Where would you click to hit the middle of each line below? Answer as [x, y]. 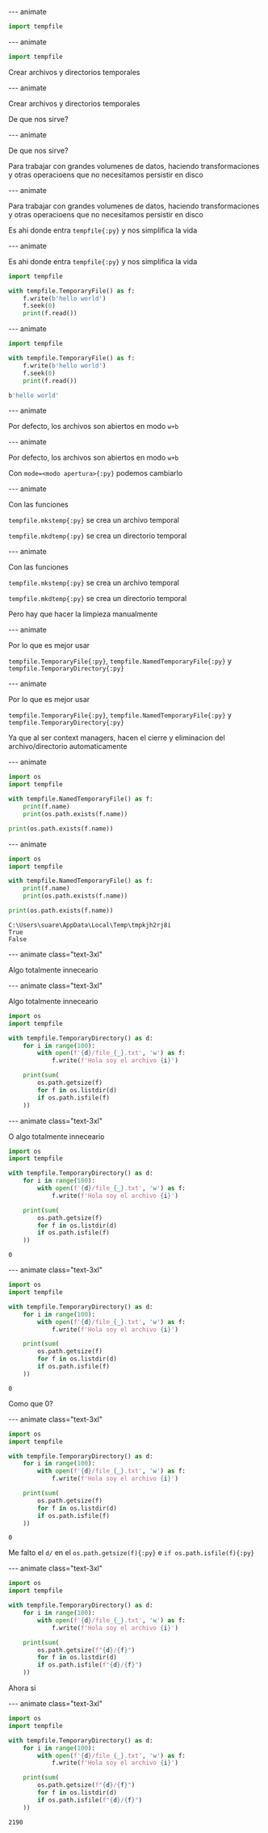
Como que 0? [31, 1403]
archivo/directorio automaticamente [68, 746]
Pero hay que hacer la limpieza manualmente [83, 614]
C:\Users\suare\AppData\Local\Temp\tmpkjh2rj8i [90, 925]
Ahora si [22, 1688]
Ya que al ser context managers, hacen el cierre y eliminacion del [117, 738]
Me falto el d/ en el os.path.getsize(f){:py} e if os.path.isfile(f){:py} [132, 1553]
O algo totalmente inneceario [57, 1136]
